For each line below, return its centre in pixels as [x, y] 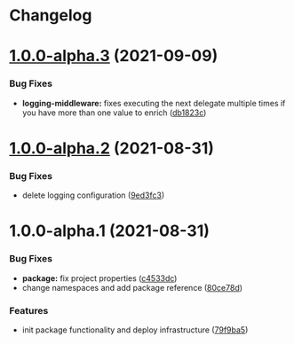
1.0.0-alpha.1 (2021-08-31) [110, 231]
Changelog [51, 16]
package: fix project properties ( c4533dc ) [99, 278]
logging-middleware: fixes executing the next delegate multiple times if [154, 103]
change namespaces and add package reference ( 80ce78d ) [132, 287]
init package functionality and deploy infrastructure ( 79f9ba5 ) [135, 330]
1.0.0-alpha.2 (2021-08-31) [112, 148]
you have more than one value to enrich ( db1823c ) [114, 113]
